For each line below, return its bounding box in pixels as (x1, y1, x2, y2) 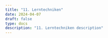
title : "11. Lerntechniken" (5, 7, 64, 12)
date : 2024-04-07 (5, 12, 41, 17)
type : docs (5, 21, 28, 26)
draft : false (5, 16, 32, 21)
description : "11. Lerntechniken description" (5, 26, 104, 31)
